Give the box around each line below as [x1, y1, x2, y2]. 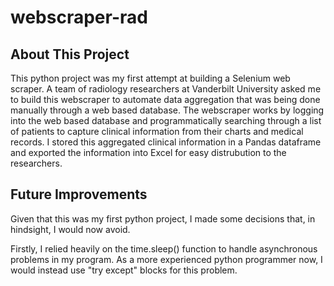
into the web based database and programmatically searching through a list [10, 115, 322, 126]
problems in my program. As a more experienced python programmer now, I [10, 253, 323, 265]
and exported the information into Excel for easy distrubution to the [10, 147, 287, 158]
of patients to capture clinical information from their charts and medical [10, 126, 304, 137]
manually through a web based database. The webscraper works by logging [10, 104, 325, 116]
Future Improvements [10, 186, 148, 203]
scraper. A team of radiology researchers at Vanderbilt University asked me [10, 83, 322, 95]
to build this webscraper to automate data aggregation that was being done [10, 94, 321, 105]
